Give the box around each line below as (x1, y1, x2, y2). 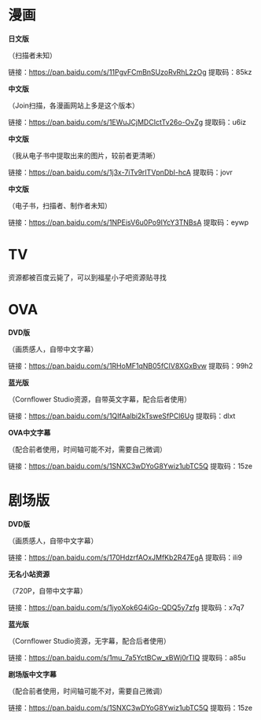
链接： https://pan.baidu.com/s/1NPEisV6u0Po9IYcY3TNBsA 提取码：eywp (8, 217, 249, 227)
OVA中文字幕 (8, 428, 51, 437)
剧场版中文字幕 (8, 669, 57, 679)
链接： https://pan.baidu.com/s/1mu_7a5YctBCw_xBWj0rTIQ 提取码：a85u (8, 652, 246, 662)
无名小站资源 (8, 569, 50, 579)
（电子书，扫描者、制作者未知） (8, 200, 112, 210)
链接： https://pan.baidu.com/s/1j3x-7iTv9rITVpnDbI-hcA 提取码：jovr (8, 167, 233, 177)
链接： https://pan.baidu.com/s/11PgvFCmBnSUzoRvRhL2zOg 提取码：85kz (8, 67, 252, 76)
